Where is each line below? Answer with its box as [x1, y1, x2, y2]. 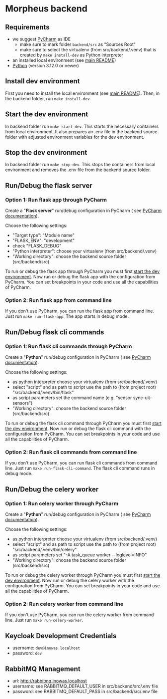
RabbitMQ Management [5, 665, 81, 673]
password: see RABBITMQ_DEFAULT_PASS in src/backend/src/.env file [12, 689, 158, 695]
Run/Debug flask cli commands [5, 328, 104, 336]
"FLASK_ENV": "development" [12, 237, 75, 243]
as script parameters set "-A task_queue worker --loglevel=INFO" [12, 552, 147, 558]
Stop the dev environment [5, 148, 87, 157]
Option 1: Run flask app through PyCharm [5, 196, 107, 203]
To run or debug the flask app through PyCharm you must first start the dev [5, 268, 160, 274]
